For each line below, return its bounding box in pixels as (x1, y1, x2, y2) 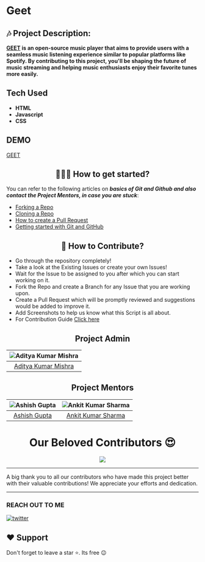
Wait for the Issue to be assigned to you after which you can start (15, 270, 179, 277)
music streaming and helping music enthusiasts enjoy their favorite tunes (6, 64, 197, 71)
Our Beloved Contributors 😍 (29, 436, 176, 450)
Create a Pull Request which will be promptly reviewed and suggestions (15, 296, 195, 304)
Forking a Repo (15, 203, 54, 211)
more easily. (6, 70, 38, 77)
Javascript (15, 111, 43, 118)
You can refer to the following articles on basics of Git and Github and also (6, 185, 196, 193)
